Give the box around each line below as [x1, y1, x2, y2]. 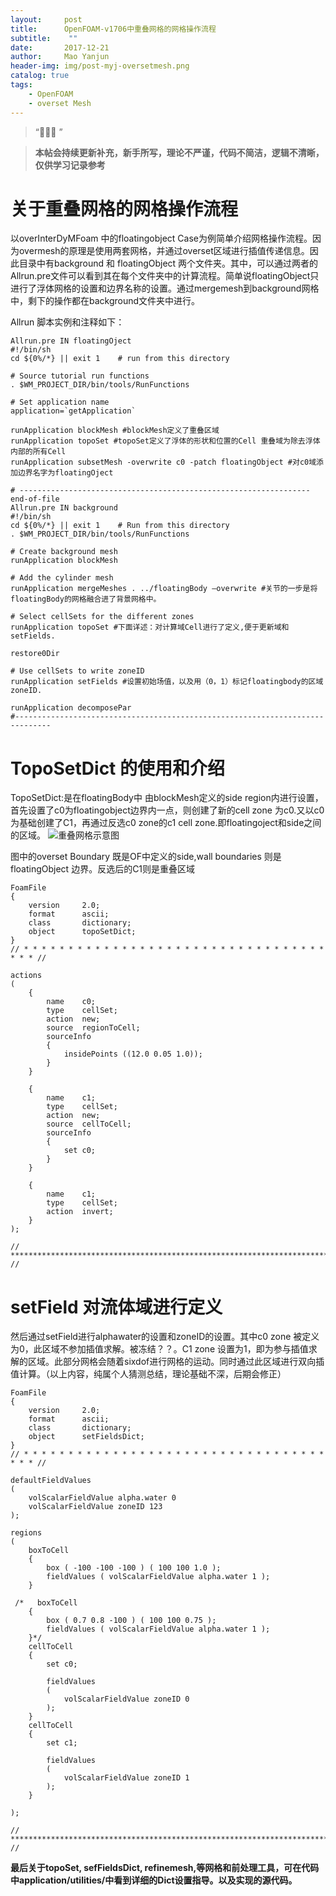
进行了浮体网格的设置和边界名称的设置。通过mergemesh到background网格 [10, 282, 320, 295]
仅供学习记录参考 [34, 159, 106, 171]
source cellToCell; [46, 1119, 132, 1130]
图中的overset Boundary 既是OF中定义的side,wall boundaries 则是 [10, 851, 282, 863]
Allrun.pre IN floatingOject [10, 336, 132, 346]
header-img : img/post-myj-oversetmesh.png [10, 61, 190, 71]
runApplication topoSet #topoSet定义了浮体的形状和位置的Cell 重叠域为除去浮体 [10, 436, 321, 446]
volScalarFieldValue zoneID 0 [63, 1694, 190, 1705]
